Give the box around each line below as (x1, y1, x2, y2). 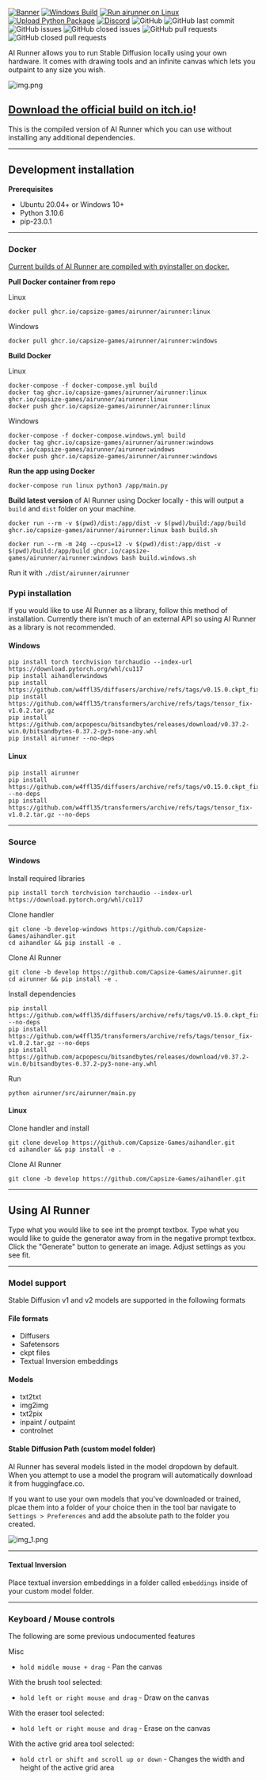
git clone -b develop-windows (8, 924, 108, 933)
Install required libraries (8, 873, 85, 883)
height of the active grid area (19, 1763, 115, 1772)
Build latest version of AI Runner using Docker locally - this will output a (8, 496, 244, 505)
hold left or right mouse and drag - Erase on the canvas (19, 1724, 211, 1733)
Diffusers (19, 1331, 50, 1341)
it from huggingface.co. (8, 1479, 85, 1488)
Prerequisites (8, 184, 54, 193)
